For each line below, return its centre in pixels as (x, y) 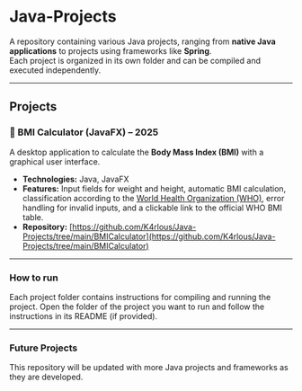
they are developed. (46, 377)
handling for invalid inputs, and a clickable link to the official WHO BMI (152, 208)
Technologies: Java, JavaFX (75, 179)
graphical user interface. (55, 161)
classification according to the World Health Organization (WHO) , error (153, 198)
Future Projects (44, 348)
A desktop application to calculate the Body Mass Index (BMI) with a (137, 152)
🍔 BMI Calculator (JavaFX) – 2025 (84, 132)
